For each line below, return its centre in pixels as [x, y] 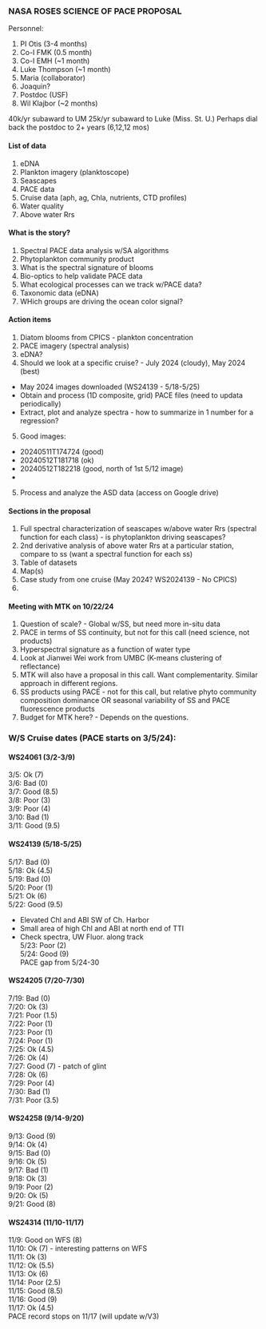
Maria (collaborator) [53, 78]
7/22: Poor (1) [31, 1023]
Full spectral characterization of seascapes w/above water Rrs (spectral [138, 529]
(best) [30, 371]
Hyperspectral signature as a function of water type [105, 649]
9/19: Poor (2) [31, 1187]
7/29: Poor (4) [32, 1083]
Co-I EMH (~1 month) [55, 61]
